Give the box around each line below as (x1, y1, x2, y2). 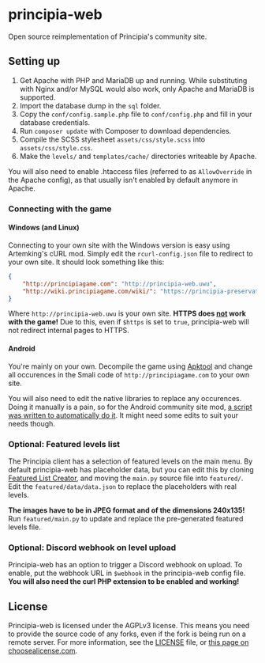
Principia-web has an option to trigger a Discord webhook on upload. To (8, 560, 243, 570)
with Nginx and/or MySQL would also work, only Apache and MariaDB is (19, 84, 255, 93)
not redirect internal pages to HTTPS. (8, 326, 130, 335)
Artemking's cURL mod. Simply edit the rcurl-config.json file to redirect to (8, 248, 254, 258)
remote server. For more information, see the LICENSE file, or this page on (8, 637, 249, 646)
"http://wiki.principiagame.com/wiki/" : (22, 287, 157, 295)
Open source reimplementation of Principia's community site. (8, 32, 207, 41)
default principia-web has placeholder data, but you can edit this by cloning (8, 464, 254, 474)
